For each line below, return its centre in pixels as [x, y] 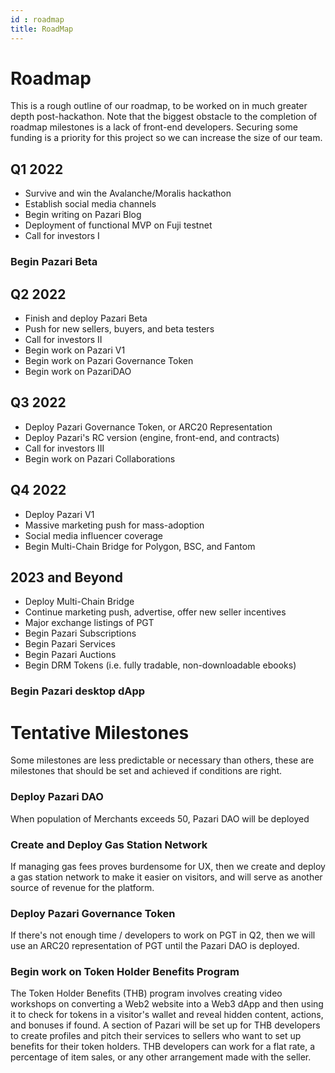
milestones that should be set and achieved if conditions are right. [146, 771]
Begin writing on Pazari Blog [83, 215]
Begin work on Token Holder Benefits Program [125, 972]
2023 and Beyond [67, 577]
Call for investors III [64, 448]
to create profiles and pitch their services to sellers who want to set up [156, 1036]
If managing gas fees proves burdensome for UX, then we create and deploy [168, 866]
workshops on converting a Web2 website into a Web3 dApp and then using [167, 1004]
